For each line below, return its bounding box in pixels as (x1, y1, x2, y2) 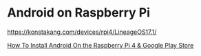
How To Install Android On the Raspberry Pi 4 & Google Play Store (7, 41, 194, 49)
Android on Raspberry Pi (7, 5, 150, 21)
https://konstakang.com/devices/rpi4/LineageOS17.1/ (7, 28, 157, 36)
